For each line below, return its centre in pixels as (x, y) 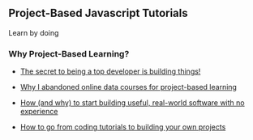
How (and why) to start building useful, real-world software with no (132, 103)
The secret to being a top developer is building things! (110, 71)
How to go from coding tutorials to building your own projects (123, 127)
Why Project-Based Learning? (69, 53)
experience (39, 112)
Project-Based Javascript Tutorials (98, 13)
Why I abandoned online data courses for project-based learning (129, 87)
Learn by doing (34, 32)
